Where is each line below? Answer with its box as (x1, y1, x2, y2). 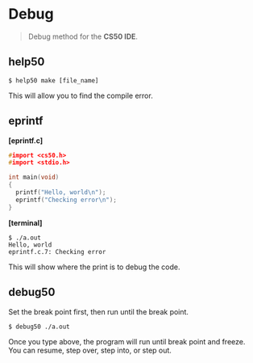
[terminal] (8, 217, 43, 227)
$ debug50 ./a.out (8, 323, 70, 331)
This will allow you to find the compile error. (8, 91, 153, 100)
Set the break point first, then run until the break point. (8, 306, 189, 316)
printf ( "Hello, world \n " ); (15, 188, 106, 196)
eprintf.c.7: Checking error (8, 247, 106, 255)
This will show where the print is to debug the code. (8, 262, 180, 272)
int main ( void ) (8, 173, 60, 182)
